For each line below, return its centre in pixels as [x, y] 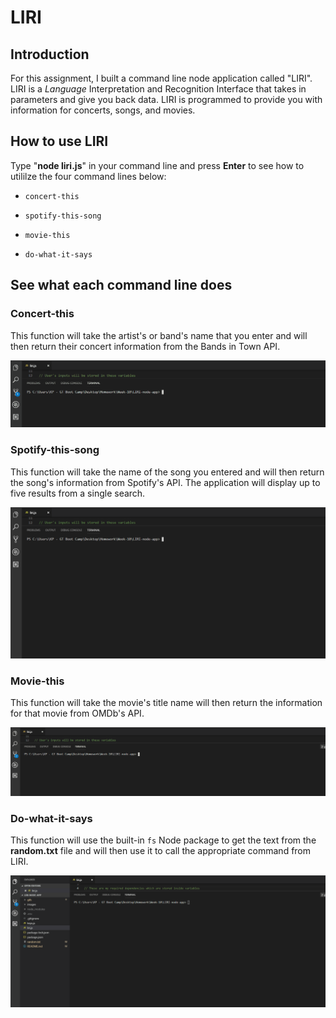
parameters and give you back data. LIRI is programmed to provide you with [166, 99]
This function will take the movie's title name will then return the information [166, 703]
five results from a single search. [78, 493]
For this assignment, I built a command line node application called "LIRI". [161, 78]
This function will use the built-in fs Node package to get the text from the [163, 840]
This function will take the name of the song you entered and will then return [167, 472]
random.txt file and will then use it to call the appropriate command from [161, 851]
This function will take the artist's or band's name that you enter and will [159, 335]
